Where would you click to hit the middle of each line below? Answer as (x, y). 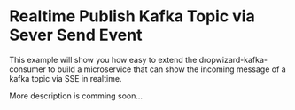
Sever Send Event (76, 35)
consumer (28, 69)
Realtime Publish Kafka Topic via (132, 16)
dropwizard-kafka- (233, 59)
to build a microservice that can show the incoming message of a (167, 69)
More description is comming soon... (76, 96)
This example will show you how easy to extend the (103, 59)
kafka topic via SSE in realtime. (66, 78)
